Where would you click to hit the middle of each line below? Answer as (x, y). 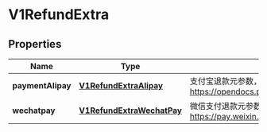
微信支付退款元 (218, 106)
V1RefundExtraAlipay (121, 85)
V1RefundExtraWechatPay (131, 111)
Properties (35, 44)
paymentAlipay (42, 85)
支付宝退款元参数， (226, 81)
